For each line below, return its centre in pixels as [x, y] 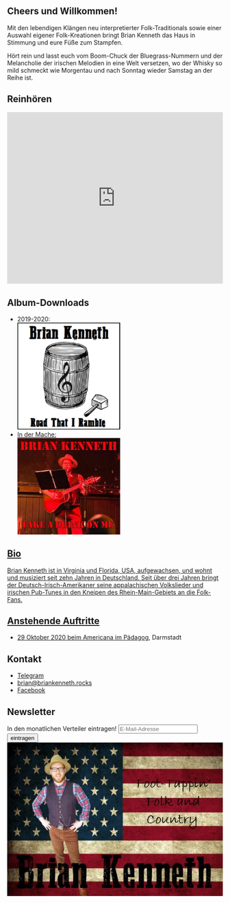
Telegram [30, 676]
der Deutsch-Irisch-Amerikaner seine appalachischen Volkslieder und [105, 585]
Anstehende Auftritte [53, 621]
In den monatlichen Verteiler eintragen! [62, 728]
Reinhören [30, 99]
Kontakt [25, 659]
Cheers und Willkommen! [62, 11]
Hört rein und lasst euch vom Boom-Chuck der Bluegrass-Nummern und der [115, 56]
